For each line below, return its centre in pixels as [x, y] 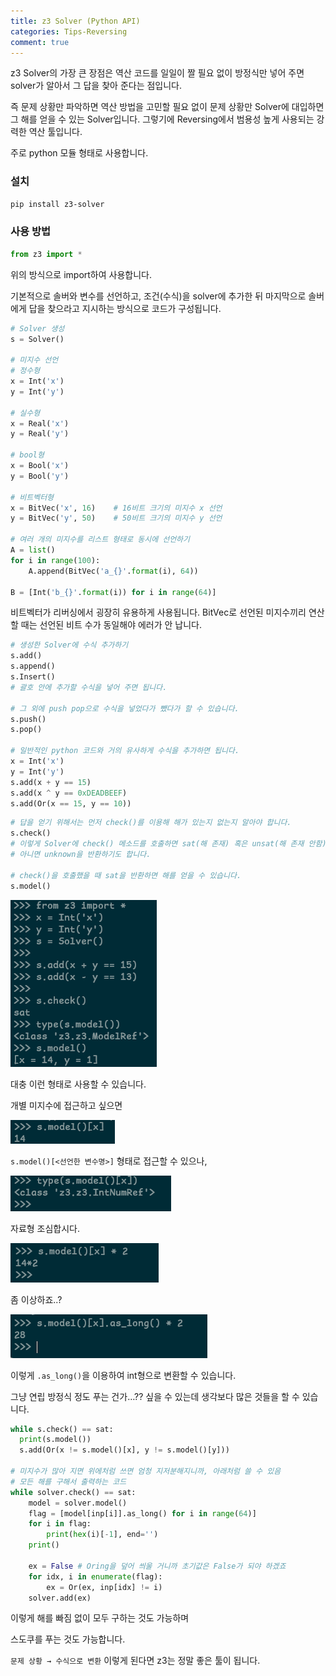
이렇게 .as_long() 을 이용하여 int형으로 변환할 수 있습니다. [123, 1375]
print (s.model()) [55, 1440]
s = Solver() [37, 339]
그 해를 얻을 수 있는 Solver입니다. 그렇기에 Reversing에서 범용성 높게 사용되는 [162, 119]
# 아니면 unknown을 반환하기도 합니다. [81, 855]
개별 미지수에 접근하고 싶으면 [66, 1105]
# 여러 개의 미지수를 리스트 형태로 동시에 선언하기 [100, 540]
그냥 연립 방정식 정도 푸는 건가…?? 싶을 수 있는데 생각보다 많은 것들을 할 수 [155, 1396]
